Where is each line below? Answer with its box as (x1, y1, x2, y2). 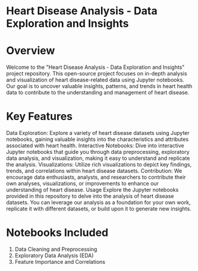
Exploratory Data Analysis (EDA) (14, 252, 94, 259)
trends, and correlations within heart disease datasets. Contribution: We (6, 168, 183, 175)
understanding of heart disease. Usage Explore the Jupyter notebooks (6, 186, 179, 194)
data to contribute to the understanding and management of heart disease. (6, 89, 190, 96)
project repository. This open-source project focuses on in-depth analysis (6, 70, 187, 77)
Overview (6, 44, 55, 58)
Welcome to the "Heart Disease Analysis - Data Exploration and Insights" (6, 64, 185, 71)
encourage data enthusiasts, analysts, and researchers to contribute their (6, 174, 186, 181)
